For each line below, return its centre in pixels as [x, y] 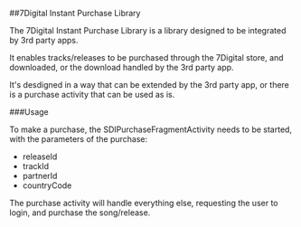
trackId [36, 166]
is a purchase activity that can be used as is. [92, 95]
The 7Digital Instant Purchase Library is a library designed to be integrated [148, 30]
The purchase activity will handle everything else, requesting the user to [144, 203]
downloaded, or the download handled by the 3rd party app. [122, 67]
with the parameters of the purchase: [79, 139]
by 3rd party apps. [44, 40]
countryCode [47, 185]
